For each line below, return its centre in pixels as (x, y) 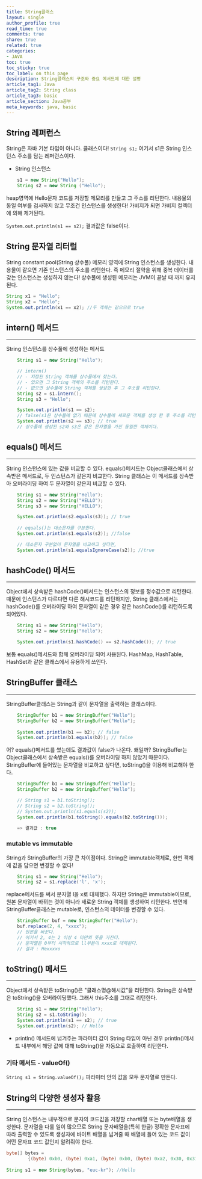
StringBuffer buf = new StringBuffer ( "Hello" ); (78, 921)
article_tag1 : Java (31, 85)
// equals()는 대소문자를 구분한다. (57, 528)
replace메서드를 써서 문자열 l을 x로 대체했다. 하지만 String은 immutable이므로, (99, 894)
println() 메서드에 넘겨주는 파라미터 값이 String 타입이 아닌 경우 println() (99, 1038)
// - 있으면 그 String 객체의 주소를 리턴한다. (69, 382)
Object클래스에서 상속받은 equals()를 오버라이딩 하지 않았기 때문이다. (88, 757)
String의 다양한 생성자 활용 (54, 1098)
